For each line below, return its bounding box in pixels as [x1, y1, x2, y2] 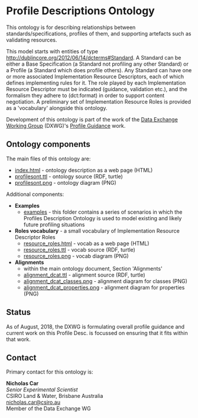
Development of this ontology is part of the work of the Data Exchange [6, 115, 178, 123]
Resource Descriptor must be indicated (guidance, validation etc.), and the [6, 85, 187, 92]
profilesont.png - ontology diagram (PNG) [14, 179, 116, 186]
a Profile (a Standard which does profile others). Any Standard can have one [6, 66, 192, 73]
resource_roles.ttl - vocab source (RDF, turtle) [23, 246, 136, 253]
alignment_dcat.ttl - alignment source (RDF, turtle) [23, 271, 146, 278]
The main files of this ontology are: [6, 155, 91, 162]
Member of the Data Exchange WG [6, 405, 91, 412]
